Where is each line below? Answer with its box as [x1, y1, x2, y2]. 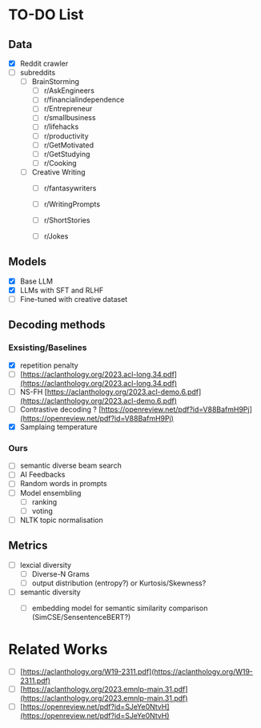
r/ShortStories [43, 215, 90, 225]
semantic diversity [19, 587, 82, 597]
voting [31, 506, 54, 516]
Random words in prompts [19, 479, 107, 489]
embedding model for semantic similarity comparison [31, 603, 208, 613]
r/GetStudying [43, 149, 90, 159]
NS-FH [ [19, 387, 48, 396]
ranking [31, 497, 58, 506]
